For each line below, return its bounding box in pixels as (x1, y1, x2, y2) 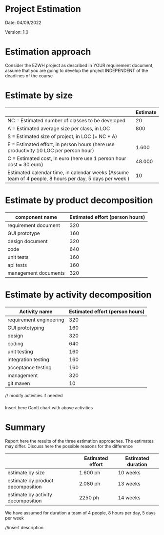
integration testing (7, 356, 50, 363)
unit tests (7, 254, 29, 261)
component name (15, 214, 57, 221)
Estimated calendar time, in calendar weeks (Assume (7, 169, 129, 176)
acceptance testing (7, 364, 52, 371)
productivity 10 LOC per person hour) (7, 147, 94, 154)
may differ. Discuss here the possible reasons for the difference (5, 444, 133, 449)
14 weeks (118, 494, 141, 501)
